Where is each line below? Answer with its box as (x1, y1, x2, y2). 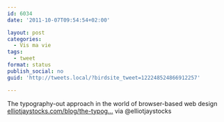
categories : (7, 35, 42, 42)
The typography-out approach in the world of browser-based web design (7, 99, 218, 107)
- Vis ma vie (13, 42, 51, 49)
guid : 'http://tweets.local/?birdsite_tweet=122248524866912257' (7, 74, 200, 81)
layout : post (7, 29, 45, 36)
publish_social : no (7, 67, 64, 75)
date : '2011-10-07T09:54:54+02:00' (7, 17, 111, 24)
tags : (7, 49, 23, 55)
